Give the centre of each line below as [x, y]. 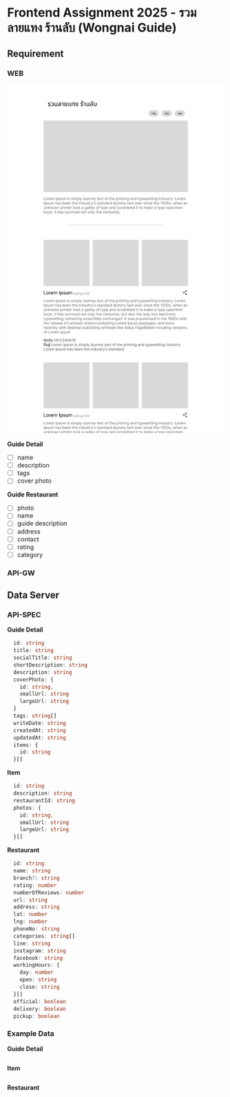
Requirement [35, 53]
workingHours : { [36, 965]
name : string [32, 871]
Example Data [31, 1034]
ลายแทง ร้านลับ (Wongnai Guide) [92, 28]
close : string [40, 987]
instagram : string [40, 951]
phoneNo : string [36, 929]
